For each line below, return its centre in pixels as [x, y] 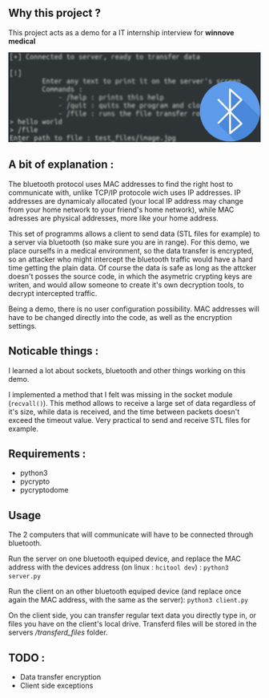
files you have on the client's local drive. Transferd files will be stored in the [133, 624]
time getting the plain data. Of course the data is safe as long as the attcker [132, 267]
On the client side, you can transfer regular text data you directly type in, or [132, 615]
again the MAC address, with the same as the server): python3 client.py [128, 600]
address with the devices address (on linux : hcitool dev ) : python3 [118, 567]
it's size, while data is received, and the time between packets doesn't [124, 412]
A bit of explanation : [61, 165]
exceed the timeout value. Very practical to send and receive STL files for [129, 420]
